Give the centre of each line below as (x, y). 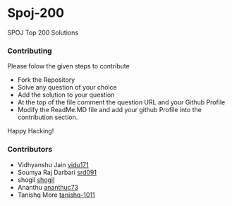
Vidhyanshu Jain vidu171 (53, 164)
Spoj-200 (36, 13)
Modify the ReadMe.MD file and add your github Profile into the (110, 110)
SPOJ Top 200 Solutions (43, 32)
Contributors (30, 150)
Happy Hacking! (31, 131)
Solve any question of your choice (67, 87)
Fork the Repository (46, 80)
